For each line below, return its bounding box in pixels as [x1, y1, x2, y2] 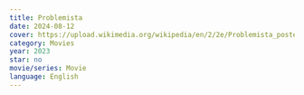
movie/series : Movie [9, 64, 88, 73]
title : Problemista [9, 13, 83, 23]
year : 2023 [9, 47, 51, 56]
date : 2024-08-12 [9, 22, 75, 31]
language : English [9, 72, 79, 81]
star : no [9, 55, 43, 64]
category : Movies [9, 38, 75, 48]
